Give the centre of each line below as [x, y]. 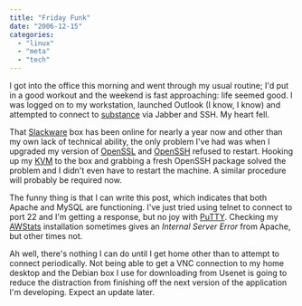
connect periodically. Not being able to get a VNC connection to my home [147, 263]
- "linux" [36, 43]
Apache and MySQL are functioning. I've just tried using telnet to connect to [151, 207]
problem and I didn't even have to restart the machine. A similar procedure [148, 170]
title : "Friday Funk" [50, 18]
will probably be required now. [66, 180]
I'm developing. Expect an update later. [82, 292]
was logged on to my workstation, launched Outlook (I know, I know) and [145, 105]
